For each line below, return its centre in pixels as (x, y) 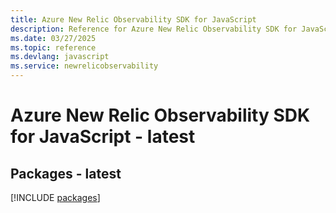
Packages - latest (66, 173)
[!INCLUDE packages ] (55, 197)
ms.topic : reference (53, 47)
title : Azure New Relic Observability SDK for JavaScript (133, 19)
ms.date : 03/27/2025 (53, 38)
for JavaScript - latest (103, 137)
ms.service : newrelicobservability (84, 66)
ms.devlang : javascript (60, 57)
